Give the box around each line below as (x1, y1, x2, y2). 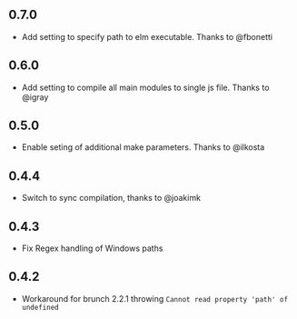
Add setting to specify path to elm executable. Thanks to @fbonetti (21, 31, 273, 42)
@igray (21, 91, 49, 103)
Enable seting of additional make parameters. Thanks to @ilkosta (21, 142, 265, 153)
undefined (21, 303, 60, 312)
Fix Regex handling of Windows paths (21, 243, 163, 254)
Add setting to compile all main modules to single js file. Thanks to (21, 82, 270, 93)
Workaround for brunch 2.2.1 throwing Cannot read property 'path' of (21, 293, 288, 304)
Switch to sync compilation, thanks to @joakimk (21, 193, 202, 204)
